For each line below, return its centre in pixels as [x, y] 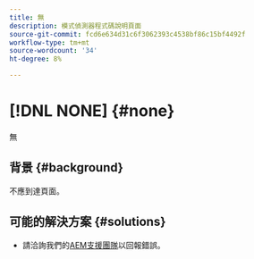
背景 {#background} [66, 167]
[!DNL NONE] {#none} [92, 111]
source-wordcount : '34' [54, 51]
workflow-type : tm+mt [50, 42]
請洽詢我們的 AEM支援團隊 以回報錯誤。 [93, 245]
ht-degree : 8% [36, 59]
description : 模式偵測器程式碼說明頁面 [75, 26]
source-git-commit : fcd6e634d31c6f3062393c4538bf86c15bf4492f [127, 34]
